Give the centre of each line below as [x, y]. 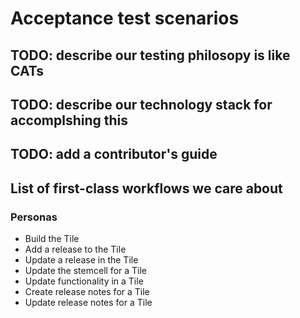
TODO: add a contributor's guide [114, 154]
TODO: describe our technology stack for [141, 104]
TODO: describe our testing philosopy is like [150, 55]
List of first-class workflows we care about [146, 188]
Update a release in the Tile [81, 260]
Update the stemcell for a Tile [86, 271]
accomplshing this [69, 120]
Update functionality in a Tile [84, 281]
